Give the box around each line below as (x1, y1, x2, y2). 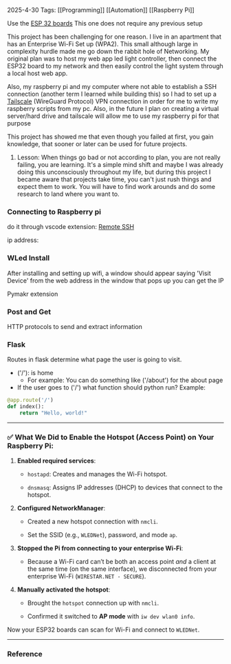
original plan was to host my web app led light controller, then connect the (7, 54, 217, 63)
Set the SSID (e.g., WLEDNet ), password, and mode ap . (27, 531, 177, 539)
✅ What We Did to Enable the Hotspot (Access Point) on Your (7, 432, 214, 442)
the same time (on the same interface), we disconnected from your (27, 565, 217, 573)
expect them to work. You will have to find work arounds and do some (16, 183, 215, 190)
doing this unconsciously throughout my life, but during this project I (16, 168, 211, 176)
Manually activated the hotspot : (16, 585, 111, 594)
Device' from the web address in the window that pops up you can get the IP (7, 276, 224, 285)
